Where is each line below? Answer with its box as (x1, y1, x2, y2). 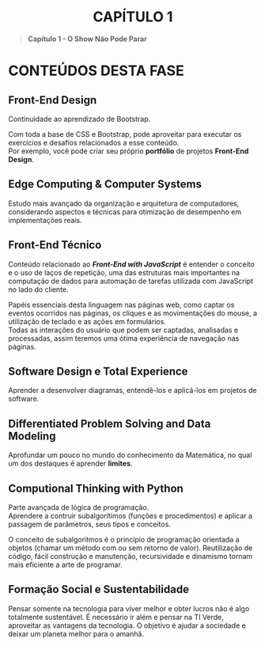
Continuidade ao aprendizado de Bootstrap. (8, 114, 151, 123)
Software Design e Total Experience (8, 365, 188, 378)
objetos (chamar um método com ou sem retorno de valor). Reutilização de (8, 543, 253, 553)
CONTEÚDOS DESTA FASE (8, 62, 184, 80)
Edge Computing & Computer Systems (8, 178, 202, 191)
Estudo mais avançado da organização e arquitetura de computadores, (8, 198, 240, 208)
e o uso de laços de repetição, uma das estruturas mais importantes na (8, 267, 240, 277)
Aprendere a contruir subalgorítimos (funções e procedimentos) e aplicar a (8, 511, 253, 520)
